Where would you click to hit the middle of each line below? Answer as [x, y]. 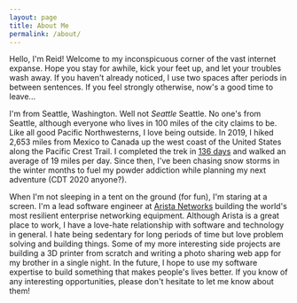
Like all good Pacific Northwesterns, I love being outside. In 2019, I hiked [141, 133]
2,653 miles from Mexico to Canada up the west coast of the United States [145, 142]
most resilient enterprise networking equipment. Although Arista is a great [144, 216]
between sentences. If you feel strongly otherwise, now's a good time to [141, 87]
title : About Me [39, 26]
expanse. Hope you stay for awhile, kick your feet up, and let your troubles [145, 68]
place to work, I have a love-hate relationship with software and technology [147, 225]
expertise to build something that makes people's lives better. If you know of [148, 272]
